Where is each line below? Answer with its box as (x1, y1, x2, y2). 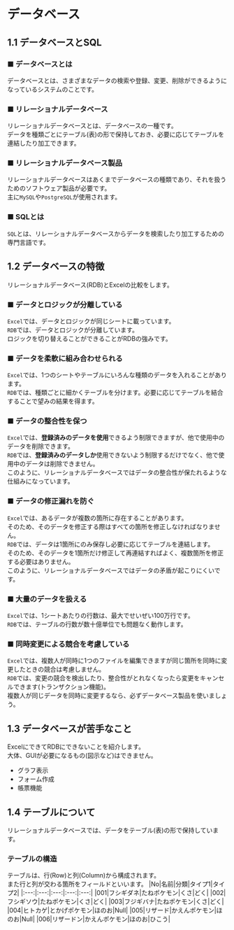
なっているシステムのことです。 (7, 85, 98, 93)
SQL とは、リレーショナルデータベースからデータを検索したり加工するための (7, 229, 225, 238)
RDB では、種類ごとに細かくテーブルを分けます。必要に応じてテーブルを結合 (7, 388, 224, 397)
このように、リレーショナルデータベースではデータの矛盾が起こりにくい (7, 566, 214, 575)
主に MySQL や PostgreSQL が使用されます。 (7, 193, 121, 202)
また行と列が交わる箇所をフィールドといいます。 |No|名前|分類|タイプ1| (7, 880, 213, 889)
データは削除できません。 (25, 460, 99, 468)
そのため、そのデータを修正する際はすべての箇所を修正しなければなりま (7, 522, 215, 530)
